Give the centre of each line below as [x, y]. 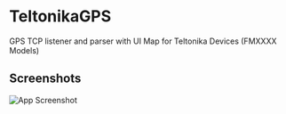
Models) [24, 50]
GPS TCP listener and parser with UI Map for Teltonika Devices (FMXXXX [143, 41]
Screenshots [45, 79]
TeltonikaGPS [60, 16]
